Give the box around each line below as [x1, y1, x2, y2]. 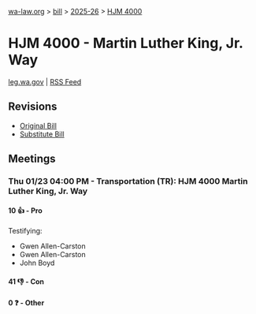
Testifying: [8, 226, 43, 236]
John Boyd [19, 258, 55, 267]
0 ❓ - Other [8, 298, 45, 308]
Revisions [8, 100, 58, 114]
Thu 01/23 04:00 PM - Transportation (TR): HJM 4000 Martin [8, 176, 248, 187]
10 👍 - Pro [8, 205, 43, 215]
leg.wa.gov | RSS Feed [8, 77, 82, 86]
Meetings [8, 152, 57, 166]
